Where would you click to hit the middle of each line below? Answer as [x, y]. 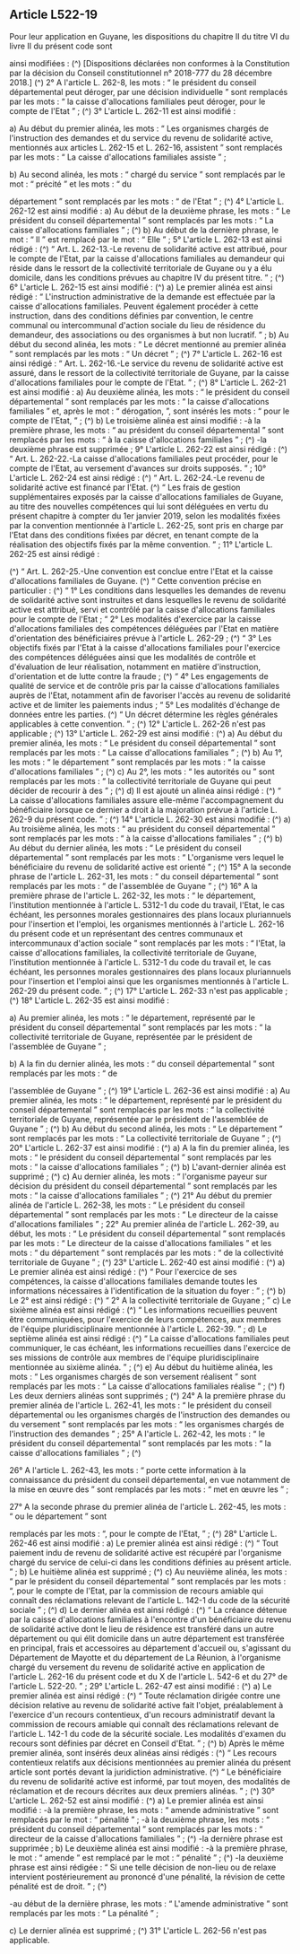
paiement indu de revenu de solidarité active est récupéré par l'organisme [146, 1552]
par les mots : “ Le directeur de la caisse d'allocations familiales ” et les [141, 1243]
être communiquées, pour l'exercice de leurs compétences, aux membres [146, 1319]
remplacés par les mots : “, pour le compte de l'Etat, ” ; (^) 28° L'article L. [143, 1533]
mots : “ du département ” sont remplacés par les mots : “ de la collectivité [146, 1252]
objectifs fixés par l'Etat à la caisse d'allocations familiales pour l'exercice [145, 647]
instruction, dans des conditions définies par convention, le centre [131, 315]
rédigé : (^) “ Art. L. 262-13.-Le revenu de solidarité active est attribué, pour [149, 249]
